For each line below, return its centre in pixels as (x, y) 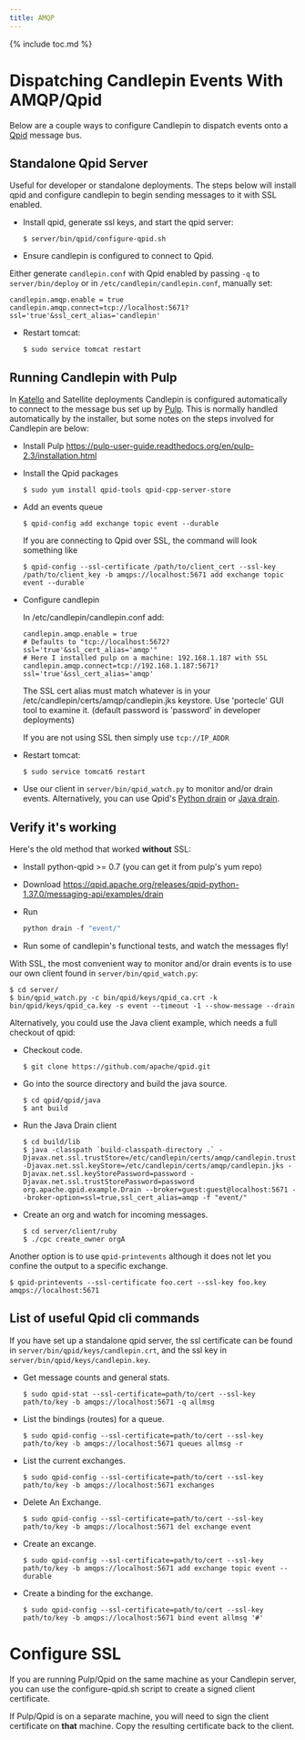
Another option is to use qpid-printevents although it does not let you (140, 1256)
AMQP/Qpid (56, 100)
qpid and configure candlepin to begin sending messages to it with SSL (143, 195)
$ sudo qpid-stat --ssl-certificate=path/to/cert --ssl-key (139, 1394)
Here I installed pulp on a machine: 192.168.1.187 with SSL (150, 658)
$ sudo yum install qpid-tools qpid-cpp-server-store (127, 490)
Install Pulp (43, 446)
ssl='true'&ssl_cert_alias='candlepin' (85, 316)
